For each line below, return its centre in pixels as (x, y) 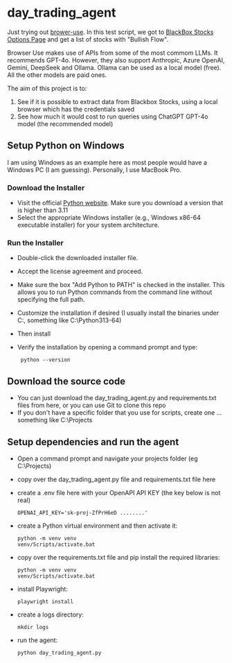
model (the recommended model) (65, 123)
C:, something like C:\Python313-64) (69, 320)
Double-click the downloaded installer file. (78, 258)
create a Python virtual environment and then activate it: (97, 526)
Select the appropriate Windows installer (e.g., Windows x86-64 (109, 218)
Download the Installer (46, 187)
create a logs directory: (51, 614)
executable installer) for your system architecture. (88, 225)
